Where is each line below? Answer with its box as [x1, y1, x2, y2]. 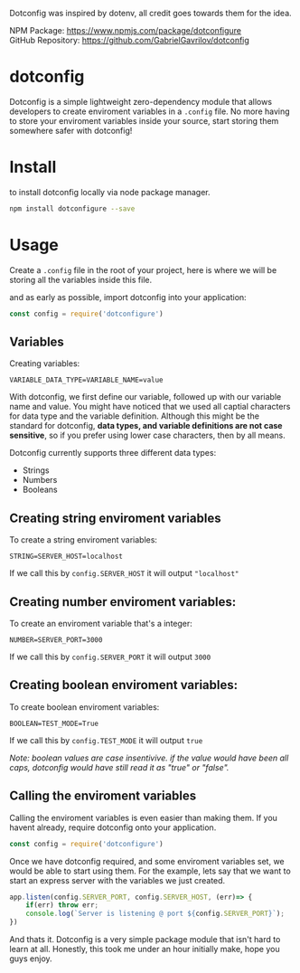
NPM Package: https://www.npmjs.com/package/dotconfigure [9, 25, 242, 35]
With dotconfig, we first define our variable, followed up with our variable [9, 392, 282, 402]
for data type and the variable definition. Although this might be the [9, 411, 260, 421]
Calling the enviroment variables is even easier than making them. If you [9, 812, 278, 823]
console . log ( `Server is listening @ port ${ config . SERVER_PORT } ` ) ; [25, 909, 285, 919]
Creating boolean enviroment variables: [9, 677, 238, 693]
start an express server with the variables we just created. [9, 874, 226, 885]
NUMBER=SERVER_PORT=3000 [9, 636, 103, 645]
